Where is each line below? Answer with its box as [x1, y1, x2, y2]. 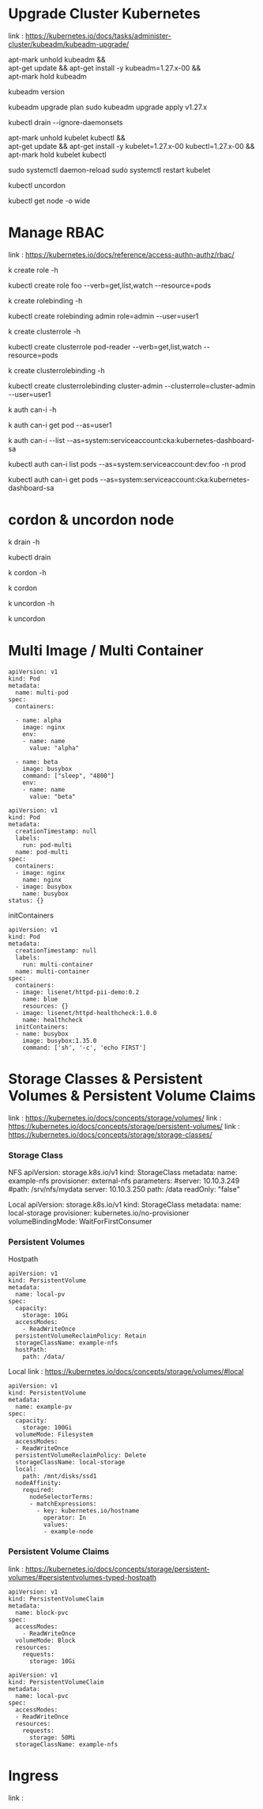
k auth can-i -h [8, 405, 57, 414]
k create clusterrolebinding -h [8, 365, 105, 375]
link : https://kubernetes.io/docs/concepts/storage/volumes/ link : [8, 1112, 222, 1122]
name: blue [22, 995, 58, 1003]
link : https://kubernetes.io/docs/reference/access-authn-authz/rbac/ [8, 250, 235, 259]
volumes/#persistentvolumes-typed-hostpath [8, 1572, 156, 1582]
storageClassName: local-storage [15, 1459, 126, 1467]
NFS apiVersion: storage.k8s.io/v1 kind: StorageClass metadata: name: [8, 1167, 238, 1177]
